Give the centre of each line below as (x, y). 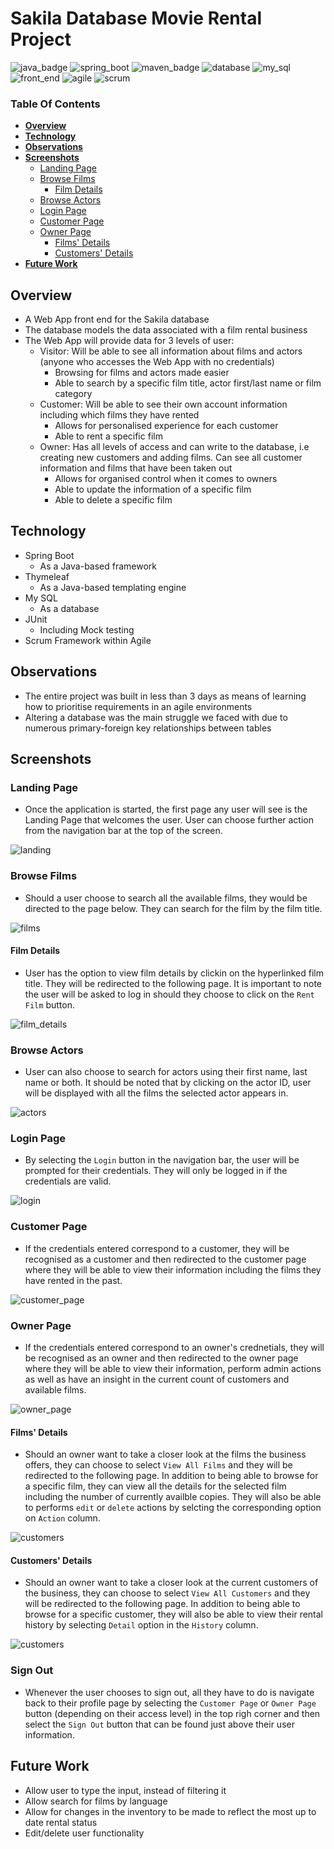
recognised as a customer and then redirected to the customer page (165, 1259)
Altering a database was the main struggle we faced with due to (156, 717)
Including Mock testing (87, 629)
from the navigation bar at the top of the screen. (123, 831)
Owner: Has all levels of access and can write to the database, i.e (174, 447)
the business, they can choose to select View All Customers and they (167, 1593)
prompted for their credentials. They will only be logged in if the (156, 1171)
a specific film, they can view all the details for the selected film (155, 1486)
